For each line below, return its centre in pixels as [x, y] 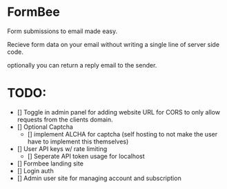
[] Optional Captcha [45, 127]
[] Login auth [35, 170]
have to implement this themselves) [78, 141]
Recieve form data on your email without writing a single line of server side [113, 44]
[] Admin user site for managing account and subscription [99, 178]
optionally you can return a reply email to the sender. [82, 65]
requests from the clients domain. [65, 119]
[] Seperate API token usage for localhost [86, 156]
